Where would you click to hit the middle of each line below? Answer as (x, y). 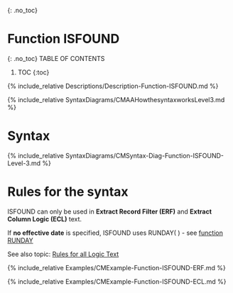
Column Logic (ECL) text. (45, 219)
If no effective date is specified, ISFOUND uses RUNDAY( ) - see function (115, 233)
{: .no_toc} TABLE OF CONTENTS (56, 58)
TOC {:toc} (33, 72)
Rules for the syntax (68, 192)
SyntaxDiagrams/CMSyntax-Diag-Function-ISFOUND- (145, 155)
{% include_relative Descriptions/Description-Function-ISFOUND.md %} (113, 86)
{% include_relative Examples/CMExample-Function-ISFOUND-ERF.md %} (116, 267)
